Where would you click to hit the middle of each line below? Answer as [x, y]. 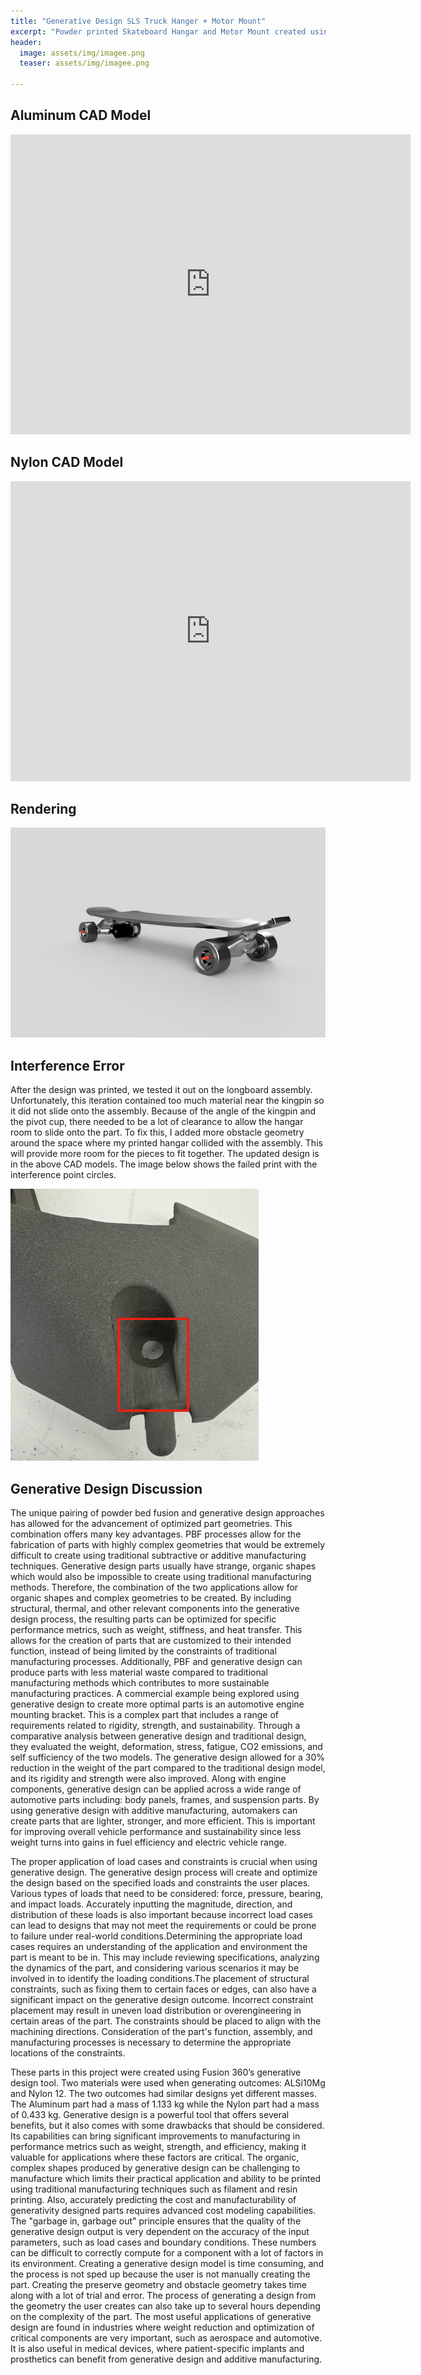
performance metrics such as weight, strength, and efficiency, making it [158, 2147]
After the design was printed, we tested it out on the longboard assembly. [161, 1090]
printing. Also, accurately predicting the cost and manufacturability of [153, 2200]
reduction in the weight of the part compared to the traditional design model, [168, 1768]
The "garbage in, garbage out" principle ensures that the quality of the [156, 2221]
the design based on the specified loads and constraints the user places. [160, 1883]
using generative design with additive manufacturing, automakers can [154, 1811]
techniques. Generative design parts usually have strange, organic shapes [163, 1566]
